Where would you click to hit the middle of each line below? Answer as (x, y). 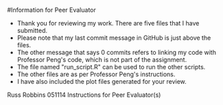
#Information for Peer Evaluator (51, 10)
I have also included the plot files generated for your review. (102, 81)
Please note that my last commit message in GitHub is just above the (114, 38)
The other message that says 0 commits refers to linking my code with (116, 52)
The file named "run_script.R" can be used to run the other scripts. (111, 67)
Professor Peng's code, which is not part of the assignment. (102, 60)
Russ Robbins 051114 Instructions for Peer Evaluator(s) (84, 95)
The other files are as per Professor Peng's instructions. (96, 74)
